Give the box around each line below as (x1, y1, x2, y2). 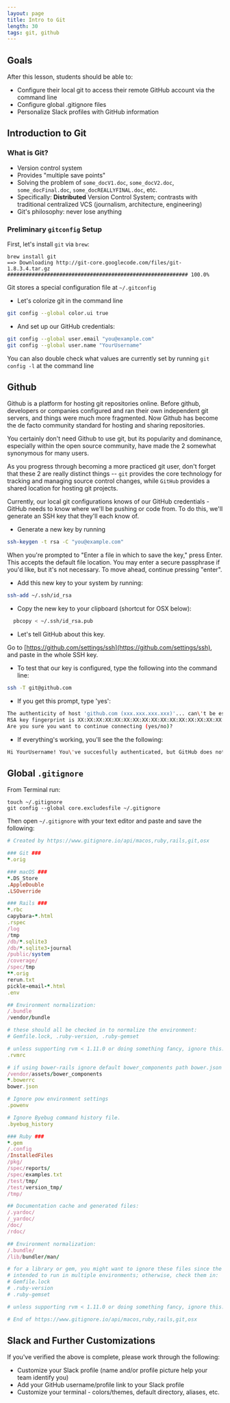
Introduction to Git (7, 127, 87, 139)
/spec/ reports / (7, 1165, 51, 1172)
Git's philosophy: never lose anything (16, 207, 122, 216)
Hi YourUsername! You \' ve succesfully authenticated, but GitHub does (7, 748, 213, 756)
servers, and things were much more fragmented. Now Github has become (7, 414, 218, 422)
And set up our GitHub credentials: (16, 322, 115, 330)
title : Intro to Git (7, 16, 66, 23)
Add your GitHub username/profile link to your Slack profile (16, 1381, 185, 1389)
